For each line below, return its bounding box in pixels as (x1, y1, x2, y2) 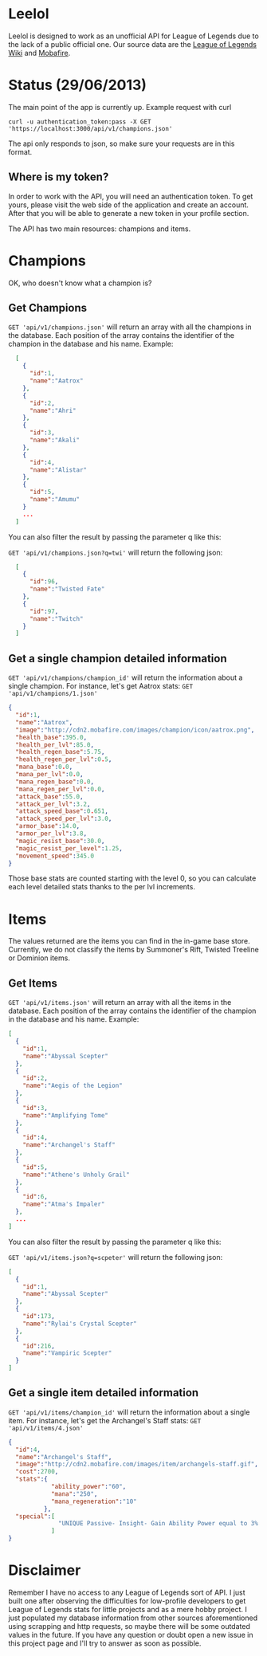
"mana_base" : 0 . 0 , (15, 763, 73, 771)
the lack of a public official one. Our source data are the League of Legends (8, 39, 257, 49)
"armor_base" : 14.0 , (15, 822, 80, 830)
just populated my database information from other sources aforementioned (8, 1613, 257, 1623)
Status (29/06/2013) (8, 77, 147, 94)
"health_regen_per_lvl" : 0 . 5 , (15, 755, 112, 763)
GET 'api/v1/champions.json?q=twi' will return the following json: (8, 547, 223, 557)
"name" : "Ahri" (29, 406, 77, 414)
